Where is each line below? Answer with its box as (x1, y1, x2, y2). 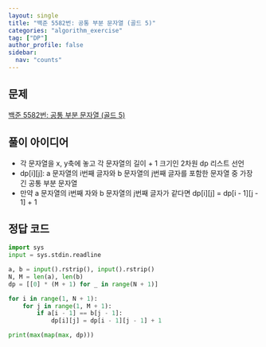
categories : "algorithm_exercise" (8, 26, 123, 34)
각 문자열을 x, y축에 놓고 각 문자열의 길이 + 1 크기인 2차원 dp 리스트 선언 (19, 158, 244, 168)
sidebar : (8, 49, 37, 57)
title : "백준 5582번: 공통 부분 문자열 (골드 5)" (8, 19, 156, 27)
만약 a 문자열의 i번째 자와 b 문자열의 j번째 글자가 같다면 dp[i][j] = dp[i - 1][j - (19, 188, 259, 197)
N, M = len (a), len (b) (8, 272, 84, 281)
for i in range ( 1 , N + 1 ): (8, 294, 98, 302)
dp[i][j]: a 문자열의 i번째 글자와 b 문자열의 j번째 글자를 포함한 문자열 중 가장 (19, 168, 253, 177)
